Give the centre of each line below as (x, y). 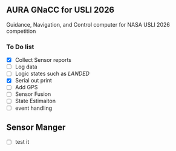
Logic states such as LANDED (52, 74)
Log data (26, 67)
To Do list (20, 47)
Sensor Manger (36, 127)
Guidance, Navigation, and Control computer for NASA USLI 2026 (88, 24)
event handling (34, 108)
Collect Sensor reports (43, 60)
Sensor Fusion (33, 94)
